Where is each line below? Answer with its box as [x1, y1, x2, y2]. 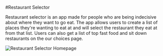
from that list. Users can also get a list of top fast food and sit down [5, 30, 147, 36]
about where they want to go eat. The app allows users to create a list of [5, 20, 158, 25]
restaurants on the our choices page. [5, 35, 83, 41]
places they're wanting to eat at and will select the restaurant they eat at [5, 25, 157, 31]
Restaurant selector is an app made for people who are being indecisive [5, 14, 157, 20]
